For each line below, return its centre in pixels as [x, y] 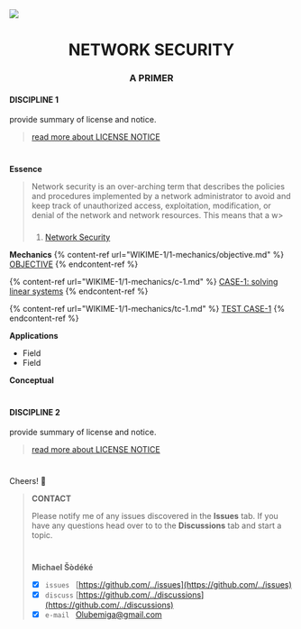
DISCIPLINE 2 [35, 412]
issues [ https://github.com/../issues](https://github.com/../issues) [169, 584]
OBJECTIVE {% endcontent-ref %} [74, 264]
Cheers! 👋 [28, 481]
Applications [34, 336]
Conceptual [32, 380]
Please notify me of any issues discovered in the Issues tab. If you [155, 516]
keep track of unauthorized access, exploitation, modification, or [151, 205]
